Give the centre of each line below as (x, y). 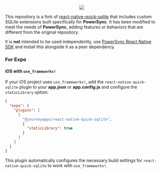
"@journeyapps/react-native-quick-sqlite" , (67, 119)
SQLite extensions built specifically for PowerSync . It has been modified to (80, 22)
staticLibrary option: (27, 92)
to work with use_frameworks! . (78, 165)
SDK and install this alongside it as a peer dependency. (60, 47)
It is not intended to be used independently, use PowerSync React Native (78, 42)
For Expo (16, 59)
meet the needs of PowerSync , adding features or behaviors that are (74, 27)
